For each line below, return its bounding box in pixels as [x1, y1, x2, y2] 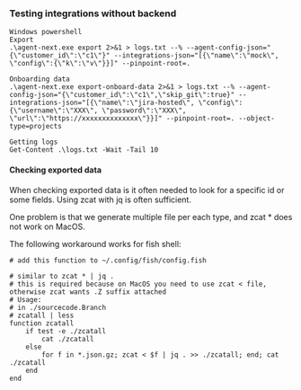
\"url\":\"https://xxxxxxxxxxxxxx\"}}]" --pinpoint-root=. [9, 114, 235, 123]
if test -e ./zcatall [25, 326, 106, 335]
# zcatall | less [9, 311, 75, 320]
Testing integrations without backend [9, 7, 177, 20]
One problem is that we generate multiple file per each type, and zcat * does [9, 211, 293, 222]
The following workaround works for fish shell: [9, 238, 181, 249]
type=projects [9, 122, 63, 131]
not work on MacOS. [9, 221, 85, 232]
